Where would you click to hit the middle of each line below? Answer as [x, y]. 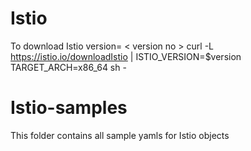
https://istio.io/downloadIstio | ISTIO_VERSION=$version [126, 56]
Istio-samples [69, 108]
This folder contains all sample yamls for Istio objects [120, 135]
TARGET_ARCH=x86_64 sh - [68, 67]
